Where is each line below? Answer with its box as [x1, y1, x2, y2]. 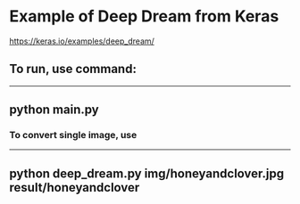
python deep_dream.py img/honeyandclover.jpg [9, 166, 285, 181]
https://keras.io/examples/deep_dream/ [9, 36, 154, 46]
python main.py [9, 102, 100, 118]
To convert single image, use [9, 129, 137, 142]
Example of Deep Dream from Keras [9, 6, 279, 27]
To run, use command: [9, 61, 137, 77]
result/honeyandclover [9, 180, 140, 195]
